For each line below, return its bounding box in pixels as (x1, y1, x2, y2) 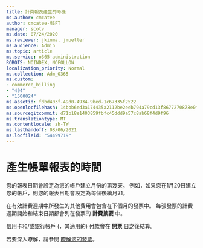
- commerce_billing (6, 82, 56, 88)
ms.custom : (6, 76, 34, 82)
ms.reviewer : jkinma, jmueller (6, 37, 85, 43)
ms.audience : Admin (6, 43, 56, 49)
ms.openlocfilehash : (6, 104, 59, 111)
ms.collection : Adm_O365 (6, 71, 69, 77)
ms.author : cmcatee (6, 15, 56, 21)
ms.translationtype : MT (6, 116, 66, 122)
